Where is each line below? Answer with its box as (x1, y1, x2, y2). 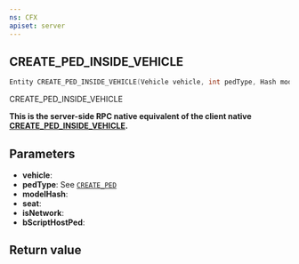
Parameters (9, 146, 76, 161)
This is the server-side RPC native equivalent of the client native (9, 111, 252, 122)
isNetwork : (21, 208, 65, 218)
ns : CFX (9, 12, 38, 22)
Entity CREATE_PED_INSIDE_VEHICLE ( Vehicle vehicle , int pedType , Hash (9, 77, 277, 87)
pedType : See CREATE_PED (21, 180, 117, 189)
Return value (9, 243, 82, 258)
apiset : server (9, 21, 66, 30)
